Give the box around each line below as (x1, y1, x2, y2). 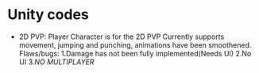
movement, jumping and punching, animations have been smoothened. (18, 40, 252, 49)
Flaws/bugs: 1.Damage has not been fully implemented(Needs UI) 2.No (18, 48, 252, 58)
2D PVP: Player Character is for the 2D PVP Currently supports (18, 32, 225, 41)
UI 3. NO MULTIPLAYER (18, 57, 95, 67)
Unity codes (7, 6, 89, 24)
